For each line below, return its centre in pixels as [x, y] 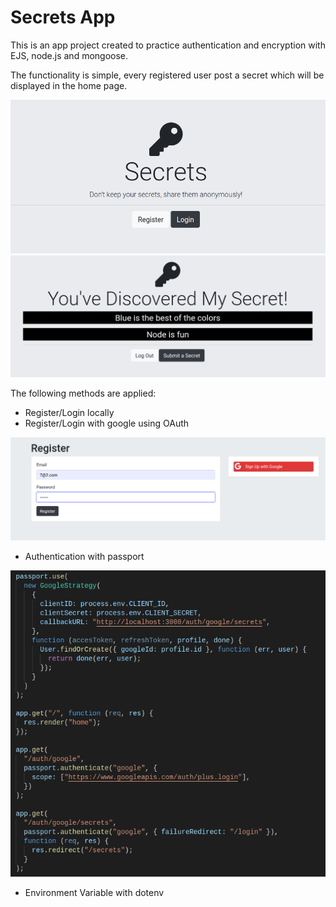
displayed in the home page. [69, 85]
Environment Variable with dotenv [94, 893]
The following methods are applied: [83, 393]
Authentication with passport [84, 556]
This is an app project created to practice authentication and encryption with [168, 45]
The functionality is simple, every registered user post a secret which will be [167, 75]
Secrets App [63, 17]
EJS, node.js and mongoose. [69, 55]
